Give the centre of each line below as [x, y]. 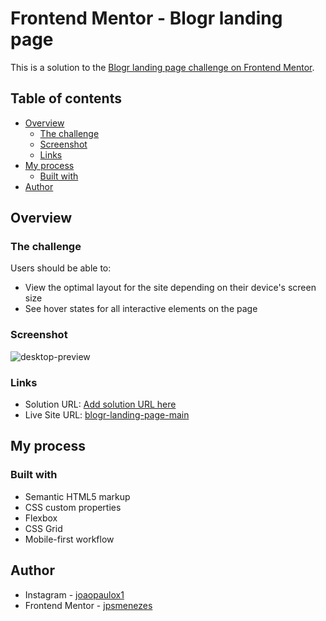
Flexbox [41, 518]
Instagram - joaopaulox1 [74, 594]
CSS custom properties [73, 507]
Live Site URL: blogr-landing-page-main [107, 415]
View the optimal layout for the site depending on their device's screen [170, 288]
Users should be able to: [61, 268]
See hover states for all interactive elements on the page [141, 309]
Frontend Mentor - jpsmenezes [88, 605]
